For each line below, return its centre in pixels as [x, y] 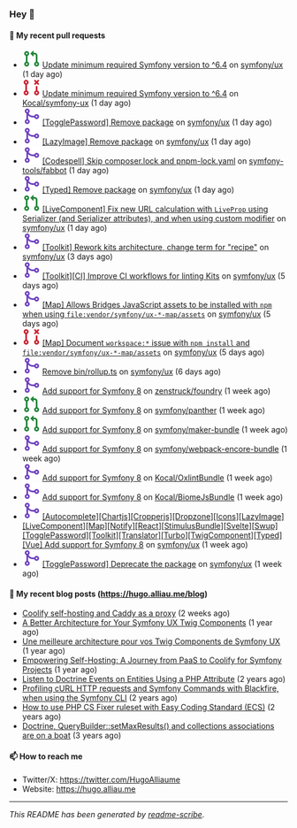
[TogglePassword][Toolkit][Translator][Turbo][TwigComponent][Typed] [152, 535]
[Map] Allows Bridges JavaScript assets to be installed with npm [157, 305]
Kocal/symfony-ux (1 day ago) [76, 103]
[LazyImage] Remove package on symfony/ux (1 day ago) [147, 142]
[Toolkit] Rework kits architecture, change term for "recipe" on [156, 248]
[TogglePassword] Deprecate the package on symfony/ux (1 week [162, 564]
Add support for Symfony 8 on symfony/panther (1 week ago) [154, 410]
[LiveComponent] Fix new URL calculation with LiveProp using [155, 209]
